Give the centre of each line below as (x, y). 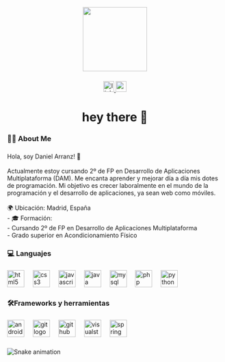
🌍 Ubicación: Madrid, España (49, 208)
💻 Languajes (29, 253)
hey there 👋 (115, 118)
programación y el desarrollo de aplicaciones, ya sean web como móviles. (111, 193)
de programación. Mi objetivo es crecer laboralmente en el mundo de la (108, 185)
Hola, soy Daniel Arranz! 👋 (44, 156)
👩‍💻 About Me (29, 138)
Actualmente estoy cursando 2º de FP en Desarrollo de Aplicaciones (104, 171)
